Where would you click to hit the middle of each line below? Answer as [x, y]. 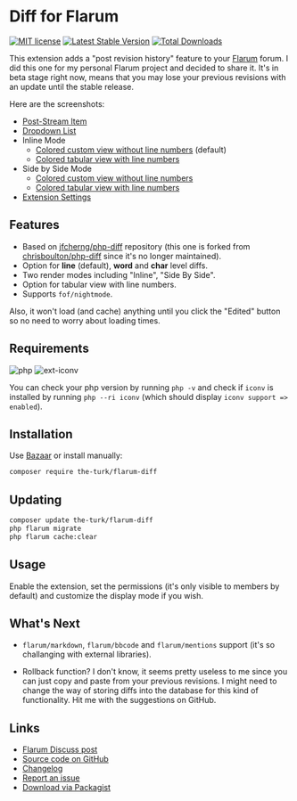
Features [34, 225]
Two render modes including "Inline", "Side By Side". [119, 274]
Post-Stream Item [54, 121]
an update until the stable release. [72, 86]
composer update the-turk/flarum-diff [81, 520]
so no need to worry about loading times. [85, 320]
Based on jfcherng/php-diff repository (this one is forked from [136, 246]
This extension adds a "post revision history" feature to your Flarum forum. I [149, 58]
